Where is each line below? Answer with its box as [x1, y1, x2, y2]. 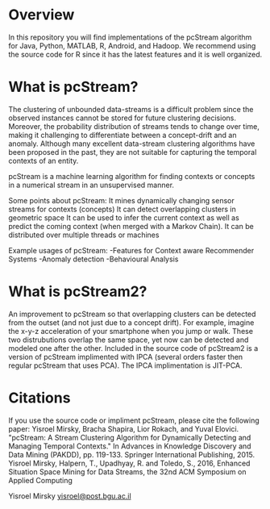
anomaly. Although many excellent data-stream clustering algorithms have [8, 139, 255, 148]
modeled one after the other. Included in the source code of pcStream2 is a [8, 343, 259, 353]
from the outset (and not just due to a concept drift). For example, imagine [8, 317, 255, 328]
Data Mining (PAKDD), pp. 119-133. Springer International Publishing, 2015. [8, 449, 255, 459]
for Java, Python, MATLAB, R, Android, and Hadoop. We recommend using [8, 40, 256, 50]
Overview [8, 6, 75, 24]
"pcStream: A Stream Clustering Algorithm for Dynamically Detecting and [8, 432, 251, 442]
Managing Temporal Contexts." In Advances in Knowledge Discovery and [8, 441, 251, 451]
